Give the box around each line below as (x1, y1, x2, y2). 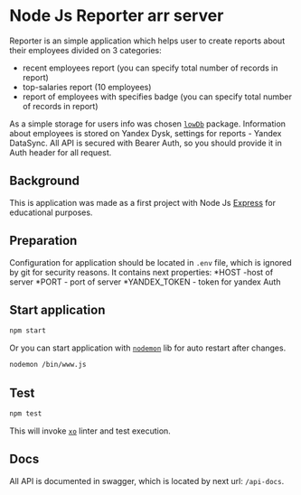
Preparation (9, 233, 78, 248)
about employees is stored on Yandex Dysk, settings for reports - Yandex (9, 127, 282, 138)
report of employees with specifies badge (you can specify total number (22, 91, 292, 102)
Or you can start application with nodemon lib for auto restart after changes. (9, 342, 287, 353)
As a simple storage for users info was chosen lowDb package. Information (9, 118, 287, 129)
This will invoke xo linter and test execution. (9, 425, 172, 436)
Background (9, 173, 80, 189)
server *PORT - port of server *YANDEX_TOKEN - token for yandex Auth (9, 276, 281, 287)
